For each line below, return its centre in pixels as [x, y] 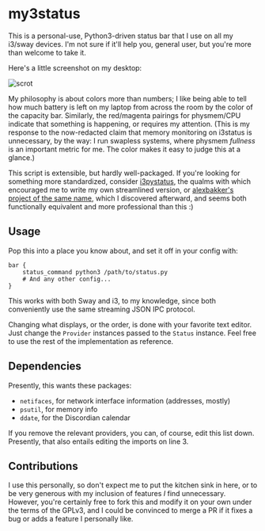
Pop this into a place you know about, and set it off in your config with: [123, 250]
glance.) [22, 157]
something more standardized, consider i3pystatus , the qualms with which [130, 181]
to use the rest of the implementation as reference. [91, 341]
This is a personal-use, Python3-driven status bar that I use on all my [121, 36]
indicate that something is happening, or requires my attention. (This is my [129, 124]
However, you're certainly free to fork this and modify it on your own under [130, 502]
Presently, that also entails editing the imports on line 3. [98, 441]
